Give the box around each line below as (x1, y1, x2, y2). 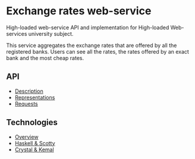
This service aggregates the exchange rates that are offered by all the (6, 42, 177, 49)
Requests (14, 100, 38, 107)
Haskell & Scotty (14, 139, 55, 146)
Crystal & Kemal (14, 146, 55, 153)
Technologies (6, 117, 58, 127)
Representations (14, 93, 55, 101)
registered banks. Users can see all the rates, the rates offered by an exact (6, 48, 189, 55)
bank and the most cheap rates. (6, 54, 84, 61)
